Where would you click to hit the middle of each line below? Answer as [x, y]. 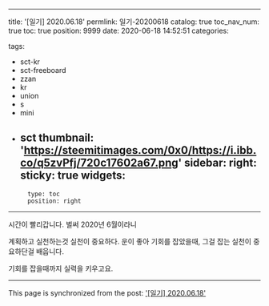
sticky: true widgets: [72, 176]
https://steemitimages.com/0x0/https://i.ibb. [140, 150]
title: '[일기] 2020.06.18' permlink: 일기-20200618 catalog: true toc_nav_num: [134, 22]
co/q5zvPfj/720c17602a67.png [99, 163]
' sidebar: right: [218, 163]
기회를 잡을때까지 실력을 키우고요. [61, 268]
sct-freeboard [43, 70]
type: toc [44, 194]
